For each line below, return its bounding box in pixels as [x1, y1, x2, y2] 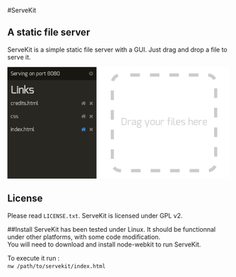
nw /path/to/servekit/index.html [7, 262, 106, 270]
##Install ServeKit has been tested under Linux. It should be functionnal [7, 225, 216, 233]
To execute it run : [7, 254, 60, 262]
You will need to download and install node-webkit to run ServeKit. [7, 240, 201, 249]
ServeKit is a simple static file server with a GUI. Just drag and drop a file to [7, 45, 228, 54]
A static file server [7, 26, 90, 38]
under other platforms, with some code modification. [7, 232, 161, 241]
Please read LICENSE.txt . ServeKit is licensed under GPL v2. [7, 211, 183, 220]
